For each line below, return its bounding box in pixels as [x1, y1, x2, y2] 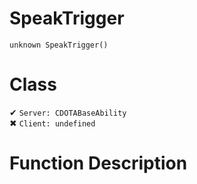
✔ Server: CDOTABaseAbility [9, 106, 127, 118]
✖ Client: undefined [9, 117, 96, 129]
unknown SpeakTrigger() [9, 40, 109, 50]
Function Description [9, 152, 188, 175]
